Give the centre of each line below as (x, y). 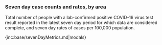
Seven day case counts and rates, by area (56, 7)
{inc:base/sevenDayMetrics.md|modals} (46, 37)
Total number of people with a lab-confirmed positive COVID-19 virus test (79, 18)
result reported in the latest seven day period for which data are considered (81, 22)
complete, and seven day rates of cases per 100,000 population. (70, 28)
